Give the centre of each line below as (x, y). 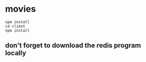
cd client (15, 26)
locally (16, 53)
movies (21, 9)
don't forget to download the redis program (73, 46)
